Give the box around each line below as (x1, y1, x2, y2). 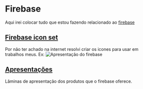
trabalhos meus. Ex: (5, 51, 45, 57)
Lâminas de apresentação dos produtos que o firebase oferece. (5, 78, 132, 84)
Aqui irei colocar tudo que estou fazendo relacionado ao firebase (5, 19, 135, 25)
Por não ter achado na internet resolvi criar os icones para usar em (5, 46, 139, 52)
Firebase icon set (5, 33, 58, 42)
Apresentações (5, 65, 53, 74)
